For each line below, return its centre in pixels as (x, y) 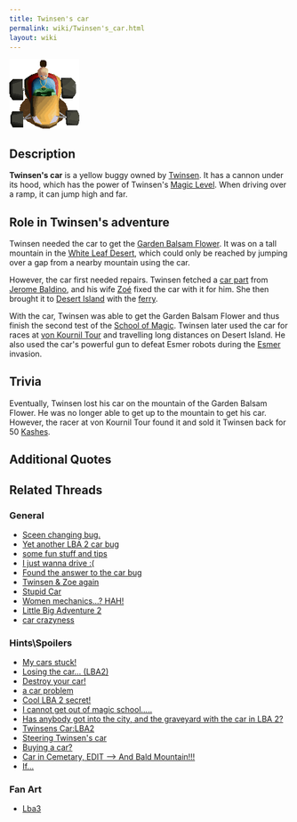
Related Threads (56, 490)
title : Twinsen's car (49, 19)
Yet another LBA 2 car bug (71, 544)
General (27, 515)
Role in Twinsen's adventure (89, 222)
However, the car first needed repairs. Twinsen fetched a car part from (139, 280)
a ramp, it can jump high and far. (68, 194)
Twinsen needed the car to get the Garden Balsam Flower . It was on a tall (143, 244)
